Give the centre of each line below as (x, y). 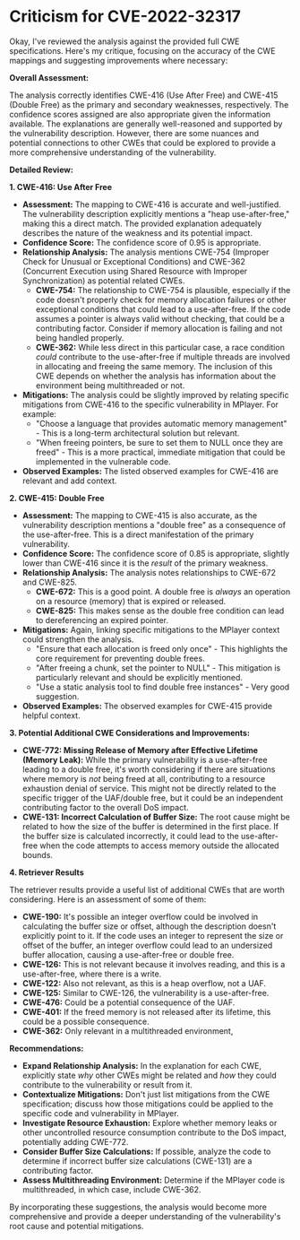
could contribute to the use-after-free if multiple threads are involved (163, 357)
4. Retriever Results (47, 872)
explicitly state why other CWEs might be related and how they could (149, 1075)
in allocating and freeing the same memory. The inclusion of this (154, 366)
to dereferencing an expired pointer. (102, 620)
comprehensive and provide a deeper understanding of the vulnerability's (145, 1216)
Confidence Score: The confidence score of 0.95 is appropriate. (141, 242)
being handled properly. (80, 337)
